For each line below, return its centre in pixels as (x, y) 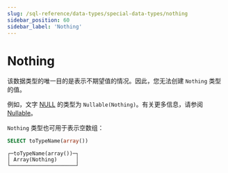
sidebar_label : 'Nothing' (44, 26)
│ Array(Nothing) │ (43, 160)
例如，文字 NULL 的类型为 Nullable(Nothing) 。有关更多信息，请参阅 (105, 104)
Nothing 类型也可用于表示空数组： (56, 128)
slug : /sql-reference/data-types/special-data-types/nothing (98, 14)
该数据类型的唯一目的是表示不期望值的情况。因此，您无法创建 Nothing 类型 (114, 81)
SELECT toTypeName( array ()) (48, 141)
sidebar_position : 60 (39, 20)
